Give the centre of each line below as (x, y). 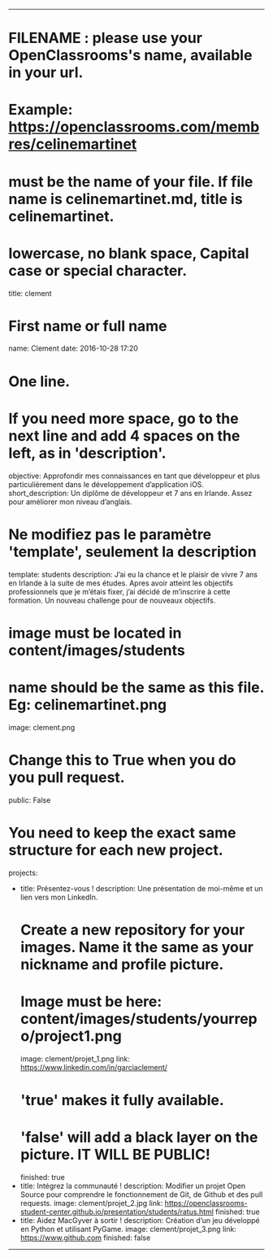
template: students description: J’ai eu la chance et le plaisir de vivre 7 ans (133, 574)
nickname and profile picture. (122, 964)
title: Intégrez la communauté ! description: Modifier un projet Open (133, 1186)
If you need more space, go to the (123, 418)
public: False (30, 800)
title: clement (30, 293)
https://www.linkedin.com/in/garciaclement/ (94, 1067)
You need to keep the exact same (122, 832)
